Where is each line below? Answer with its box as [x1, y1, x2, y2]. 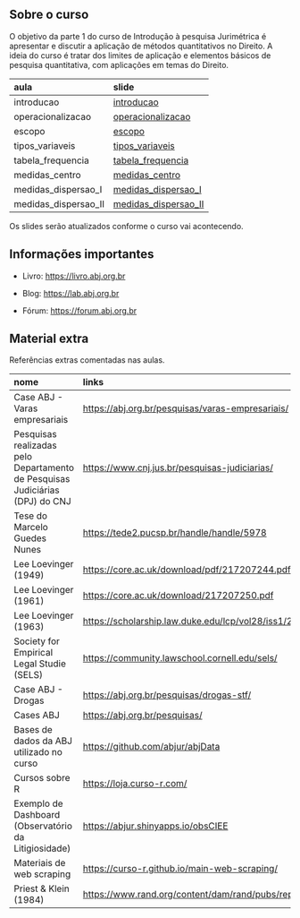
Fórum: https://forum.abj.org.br [21, 305, 137, 316]
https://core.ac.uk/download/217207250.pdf [82, 589, 274, 602]
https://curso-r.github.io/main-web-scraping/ [82, 862, 279, 875]
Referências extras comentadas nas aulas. [9, 355, 165, 365]
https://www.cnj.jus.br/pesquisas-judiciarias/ [82, 461, 274, 474]
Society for [13, 635, 61, 648]
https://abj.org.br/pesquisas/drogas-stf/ [82, 689, 252, 701]
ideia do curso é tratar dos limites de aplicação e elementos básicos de [9, 49, 271, 61]
